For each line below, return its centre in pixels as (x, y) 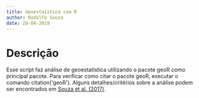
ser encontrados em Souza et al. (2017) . (56, 89)
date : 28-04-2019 (28, 23)
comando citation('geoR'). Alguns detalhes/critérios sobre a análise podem (100, 83)
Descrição (33, 53)
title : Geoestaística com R (42, 12)
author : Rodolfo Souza (35, 18)
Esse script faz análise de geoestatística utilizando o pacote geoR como (96, 70)
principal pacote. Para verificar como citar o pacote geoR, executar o (92, 76)
